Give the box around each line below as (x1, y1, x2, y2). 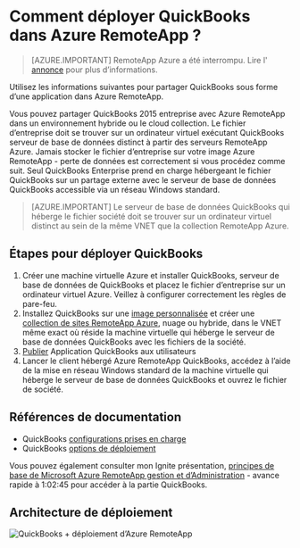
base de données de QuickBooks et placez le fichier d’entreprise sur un (21, 279, 286, 290)
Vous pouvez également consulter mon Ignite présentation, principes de (9, 460, 275, 470)
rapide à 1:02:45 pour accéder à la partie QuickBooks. (9, 479, 208, 490)
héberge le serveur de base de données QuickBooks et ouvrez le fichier (21, 374, 287, 385)
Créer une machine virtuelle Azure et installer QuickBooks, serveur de (21, 270, 279, 280)
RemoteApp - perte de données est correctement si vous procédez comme (9, 155, 286, 166)
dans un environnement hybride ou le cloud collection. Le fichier (9, 118, 246, 129)
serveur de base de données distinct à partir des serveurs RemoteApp (9, 137, 268, 147)
